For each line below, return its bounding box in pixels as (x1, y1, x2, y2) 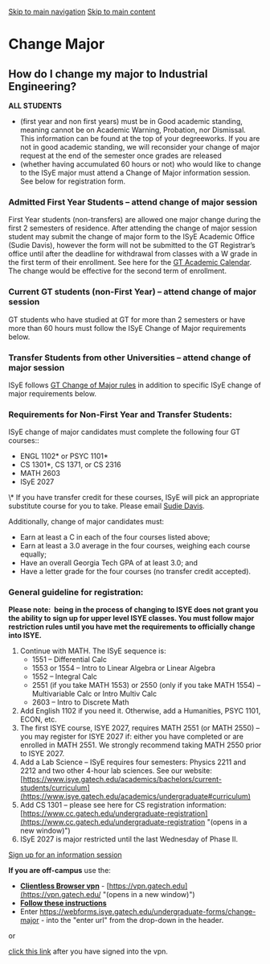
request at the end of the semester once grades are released (19, 151, 223, 160)
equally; (19, 549, 47, 559)
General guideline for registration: (8, 587, 144, 598)
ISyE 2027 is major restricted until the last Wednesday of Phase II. (19, 834, 239, 844)
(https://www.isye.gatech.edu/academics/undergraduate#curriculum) (19, 792, 252, 801)
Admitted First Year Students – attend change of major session (8, 197, 258, 208)
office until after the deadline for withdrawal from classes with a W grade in (8, 249, 258, 259)
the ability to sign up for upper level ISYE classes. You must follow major (8, 614, 255, 623)
